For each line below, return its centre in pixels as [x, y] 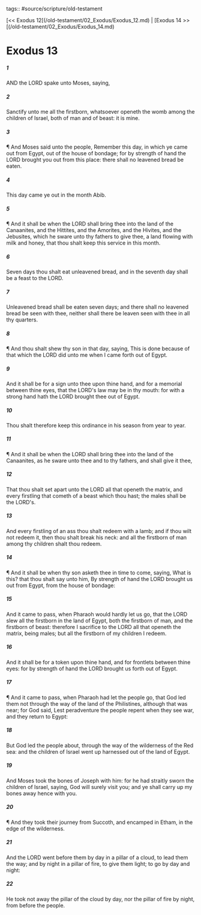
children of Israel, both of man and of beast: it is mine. [73, 118]
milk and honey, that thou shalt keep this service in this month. [83, 243]
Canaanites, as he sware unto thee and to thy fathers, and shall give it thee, [99, 460]
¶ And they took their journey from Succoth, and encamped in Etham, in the [100, 822]
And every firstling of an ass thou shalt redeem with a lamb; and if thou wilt [99, 531]
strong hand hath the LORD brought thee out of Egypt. [73, 396]
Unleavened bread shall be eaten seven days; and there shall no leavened [97, 307]
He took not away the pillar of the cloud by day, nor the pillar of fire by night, [100, 899]
